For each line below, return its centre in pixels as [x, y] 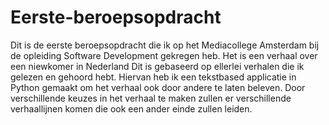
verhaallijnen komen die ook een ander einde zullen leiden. [131, 108]
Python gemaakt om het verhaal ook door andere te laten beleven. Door [158, 87]
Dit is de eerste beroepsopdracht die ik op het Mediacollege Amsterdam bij [165, 45]
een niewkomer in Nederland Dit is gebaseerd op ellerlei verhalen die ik [157, 66]
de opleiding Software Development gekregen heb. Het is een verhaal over [164, 55]
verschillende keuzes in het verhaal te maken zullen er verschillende [151, 98]
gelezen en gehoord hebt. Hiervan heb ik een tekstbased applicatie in [153, 77]
